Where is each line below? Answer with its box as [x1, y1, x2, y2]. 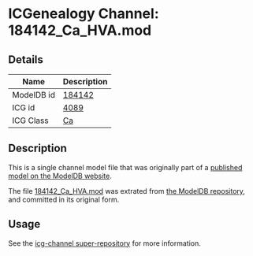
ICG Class [12, 115, 49, 126]
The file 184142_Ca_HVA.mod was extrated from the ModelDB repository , [8, 186, 246, 195]
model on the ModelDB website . [8, 171, 113, 180]
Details [8, 53, 43, 66]
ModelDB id [12, 90, 56, 100]
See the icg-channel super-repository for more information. [8, 238, 201, 248]
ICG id [12, 102, 35, 113]
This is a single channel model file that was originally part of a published [8, 162, 243, 172]
